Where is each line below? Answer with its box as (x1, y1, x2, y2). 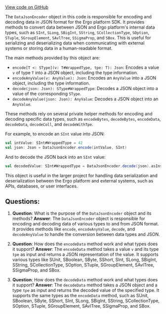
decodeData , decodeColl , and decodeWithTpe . (5, 121, 93, 127)
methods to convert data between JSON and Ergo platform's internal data (5, 24, 155, 30)
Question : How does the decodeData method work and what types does (12, 277, 158, 283)
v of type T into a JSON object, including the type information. (12, 70, 138, 76)
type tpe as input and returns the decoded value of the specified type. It (12, 287, 160, 293)
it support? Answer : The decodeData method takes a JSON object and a (12, 282, 158, 288)
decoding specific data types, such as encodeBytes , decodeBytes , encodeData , (5, 116, 161, 122)
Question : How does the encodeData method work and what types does (12, 241, 158, 247)
